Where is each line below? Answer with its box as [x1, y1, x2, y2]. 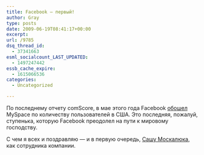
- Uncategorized [12, 83, 53, 89]
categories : [6, 77, 37, 83]
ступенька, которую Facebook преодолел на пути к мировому [6, 117, 169, 125]
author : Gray [6, 15, 40, 21]
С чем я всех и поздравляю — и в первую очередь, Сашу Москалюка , [6, 136, 190, 143]
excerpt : [6, 32, 29, 38]
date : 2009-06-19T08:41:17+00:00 [6, 26, 91, 32]
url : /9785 [6, 37, 34, 43]
